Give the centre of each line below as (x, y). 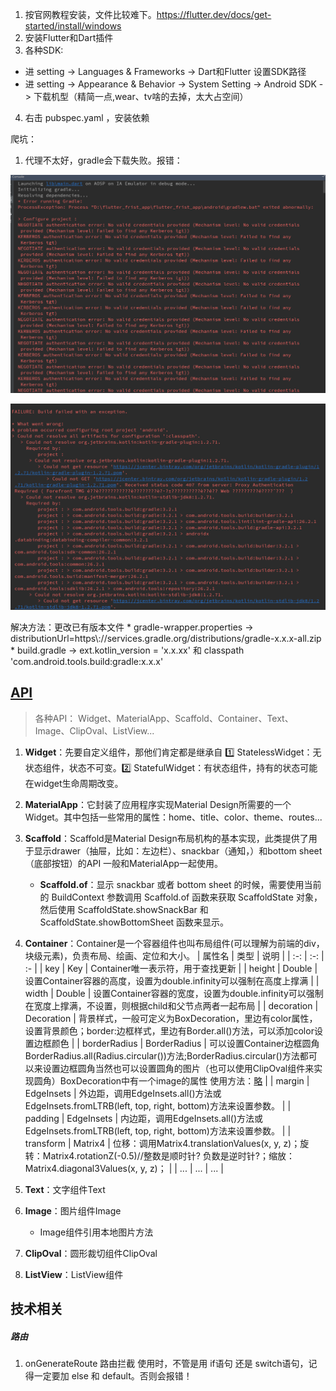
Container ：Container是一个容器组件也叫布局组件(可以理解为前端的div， (174, 943)
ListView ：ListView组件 (74, 1274)
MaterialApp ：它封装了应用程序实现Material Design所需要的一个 (158, 804)
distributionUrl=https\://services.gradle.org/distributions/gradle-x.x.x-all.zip (166, 638)
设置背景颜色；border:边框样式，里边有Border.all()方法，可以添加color (169, 1030)
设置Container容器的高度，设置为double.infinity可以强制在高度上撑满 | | (172, 980)
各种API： (55, 718)
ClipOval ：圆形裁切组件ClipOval (91, 1253)
